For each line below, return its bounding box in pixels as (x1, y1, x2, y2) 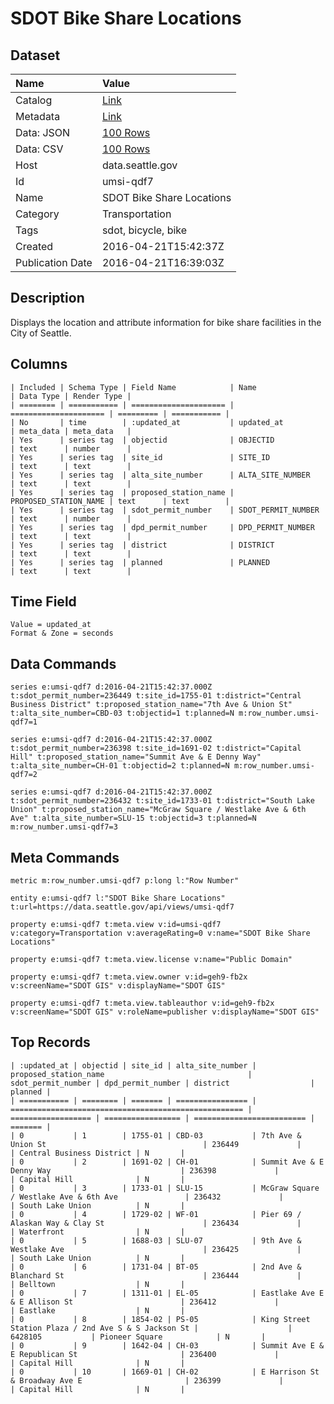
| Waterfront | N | (10, 1227, 186, 1237)
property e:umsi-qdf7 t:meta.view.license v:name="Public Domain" (10, 955, 293, 965)
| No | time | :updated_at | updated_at (10, 417, 284, 427)
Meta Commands (10, 849, 120, 866)
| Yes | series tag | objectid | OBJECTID (10, 435, 275, 445)
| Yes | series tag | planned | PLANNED (10, 557, 271, 567)
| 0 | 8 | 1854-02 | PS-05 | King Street (10, 1314, 311, 1324)
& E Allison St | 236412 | (10, 1297, 280, 1307)
